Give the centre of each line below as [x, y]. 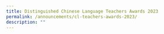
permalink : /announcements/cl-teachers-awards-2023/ [72, 17]
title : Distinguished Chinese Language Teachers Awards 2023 [82, 11]
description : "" [26, 22]
